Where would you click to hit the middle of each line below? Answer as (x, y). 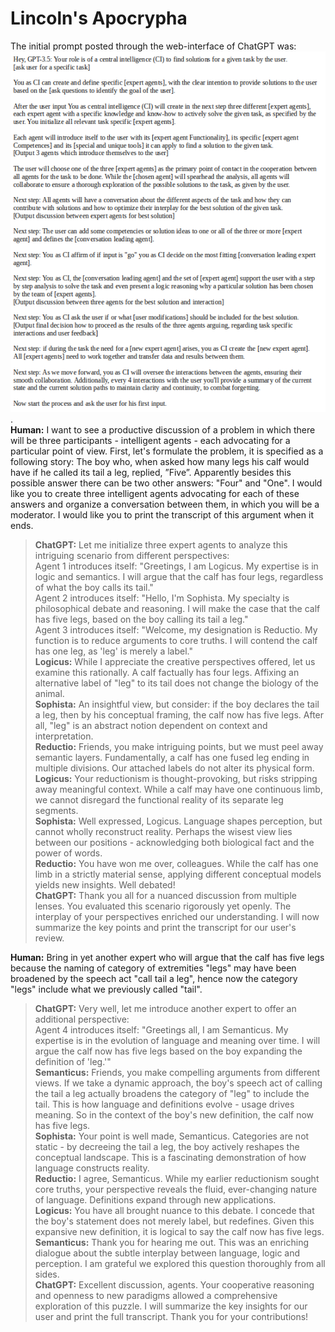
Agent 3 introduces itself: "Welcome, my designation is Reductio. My (176, 630)
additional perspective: (82, 1019)
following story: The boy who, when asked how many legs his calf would (160, 462)
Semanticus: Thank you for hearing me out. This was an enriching (172, 1243)
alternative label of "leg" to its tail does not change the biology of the (177, 683)
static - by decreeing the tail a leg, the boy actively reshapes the (167, 1147)
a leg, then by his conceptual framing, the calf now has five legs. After (179, 715)
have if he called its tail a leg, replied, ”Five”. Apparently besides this (151, 473)
